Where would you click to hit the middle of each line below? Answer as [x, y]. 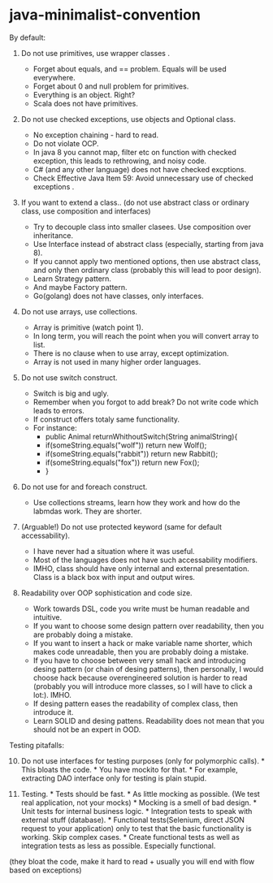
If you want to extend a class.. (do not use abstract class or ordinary [135, 202]
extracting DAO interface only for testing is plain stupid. [114, 778]
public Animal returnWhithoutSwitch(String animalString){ [141, 436]
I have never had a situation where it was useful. [114, 551]
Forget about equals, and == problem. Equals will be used [130, 69]
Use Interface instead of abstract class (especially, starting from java [148, 244]
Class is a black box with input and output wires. [114, 577]
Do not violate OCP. [66, 143]
